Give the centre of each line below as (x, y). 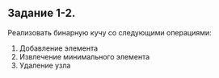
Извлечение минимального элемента (84, 56)
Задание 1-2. (42, 13)
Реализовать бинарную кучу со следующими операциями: (109, 32)
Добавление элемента (59, 48)
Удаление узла (45, 65)
